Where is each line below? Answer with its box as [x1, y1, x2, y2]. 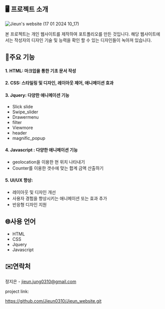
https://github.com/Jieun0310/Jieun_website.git [5, 298, 102, 304]
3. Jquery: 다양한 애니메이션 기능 [5, 92, 70, 98]
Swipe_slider [12, 109, 38, 115]
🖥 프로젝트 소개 [5, 5, 48, 14]
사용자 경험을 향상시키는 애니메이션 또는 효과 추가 [12, 195, 107, 201]
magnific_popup [12, 135, 45, 141]
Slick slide [12, 103, 33, 109]
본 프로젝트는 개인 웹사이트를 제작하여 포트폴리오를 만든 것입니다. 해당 [5, 31, 139, 37]
